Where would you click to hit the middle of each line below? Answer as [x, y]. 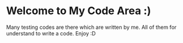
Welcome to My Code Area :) [79, 11]
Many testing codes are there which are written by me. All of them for [91, 27]
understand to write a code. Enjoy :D [51, 33]
